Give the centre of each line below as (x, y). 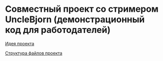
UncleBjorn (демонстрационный (75, 19)
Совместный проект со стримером (82, 9)
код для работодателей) (58, 30)
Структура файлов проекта (34, 53)
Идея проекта (20, 43)
